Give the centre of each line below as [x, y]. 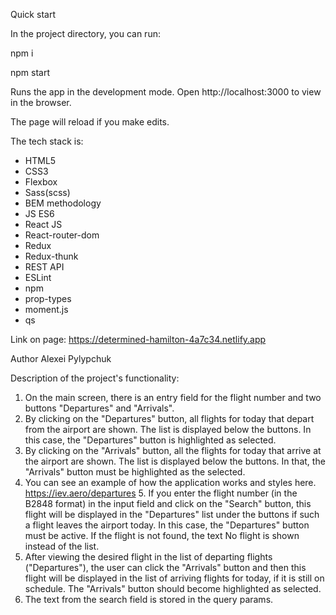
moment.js [46, 309]
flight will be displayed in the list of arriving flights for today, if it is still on [174, 578]
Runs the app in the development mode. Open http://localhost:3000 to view [166, 92]
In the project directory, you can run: [85, 33]
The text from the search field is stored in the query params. [149, 599]
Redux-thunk [51, 256]
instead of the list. [62, 546]
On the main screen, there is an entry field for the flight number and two [173, 397]
